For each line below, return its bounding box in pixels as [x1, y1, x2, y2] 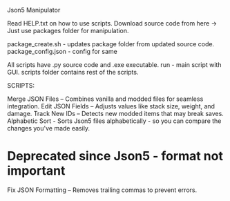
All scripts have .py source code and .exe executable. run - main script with [7, 61, 222, 68]
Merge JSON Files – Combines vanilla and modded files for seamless [7, 95, 204, 103]
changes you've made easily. [7, 124, 90, 132]
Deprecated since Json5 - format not [7, 149, 223, 164]
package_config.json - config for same [7, 48, 117, 55]
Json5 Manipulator [7, 6, 61, 14]
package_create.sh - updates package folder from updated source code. [7, 40, 215, 48]
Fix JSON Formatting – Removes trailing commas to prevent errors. [7, 186, 198, 194]
